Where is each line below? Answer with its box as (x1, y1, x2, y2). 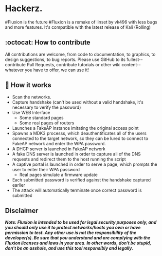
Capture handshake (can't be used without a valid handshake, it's (12, 99, 144, 105)
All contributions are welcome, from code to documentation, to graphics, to (5, 51, 156, 57)
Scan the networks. (12, 94, 52, 100)
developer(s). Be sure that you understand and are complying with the (5, 235, 151, 241)
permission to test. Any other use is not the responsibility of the (5, 230, 137, 236)
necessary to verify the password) (12, 104, 81, 110)
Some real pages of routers (19, 120, 74, 126)
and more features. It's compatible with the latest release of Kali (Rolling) (5, 24, 151, 30)
